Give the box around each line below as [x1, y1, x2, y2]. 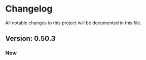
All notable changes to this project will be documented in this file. [5, 20, 142, 26]
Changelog [5, 3, 53, 15]
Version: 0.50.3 [5, 34, 56, 43]
